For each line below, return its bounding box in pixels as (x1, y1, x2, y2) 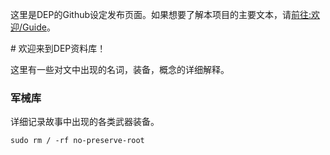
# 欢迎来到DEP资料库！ (10, 43, 107, 54)
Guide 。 (22, 21, 56, 33)
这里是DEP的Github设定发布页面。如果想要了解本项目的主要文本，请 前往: (10, 9, 312, 20)
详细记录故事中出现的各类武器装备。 (10, 116, 160, 128)
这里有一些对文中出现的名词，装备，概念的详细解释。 (10, 64, 230, 75)
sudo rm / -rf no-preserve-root (10, 136, 145, 146)
